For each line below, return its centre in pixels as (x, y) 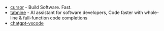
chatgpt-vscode (27, 23)
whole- (151, 12)
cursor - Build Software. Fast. (41, 7)
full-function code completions (55, 18)
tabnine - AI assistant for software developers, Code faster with (76, 12)
